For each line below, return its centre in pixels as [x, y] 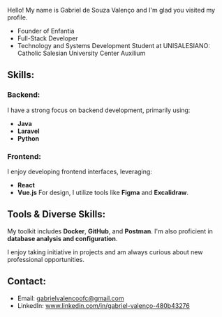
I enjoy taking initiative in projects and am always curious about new [105, 252]
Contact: [27, 281]
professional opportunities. [46, 259]
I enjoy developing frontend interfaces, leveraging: [80, 171]
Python [28, 138]
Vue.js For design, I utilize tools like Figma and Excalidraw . [103, 192]
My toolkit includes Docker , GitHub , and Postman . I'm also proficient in [110, 231]
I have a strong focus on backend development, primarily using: [99, 110]
